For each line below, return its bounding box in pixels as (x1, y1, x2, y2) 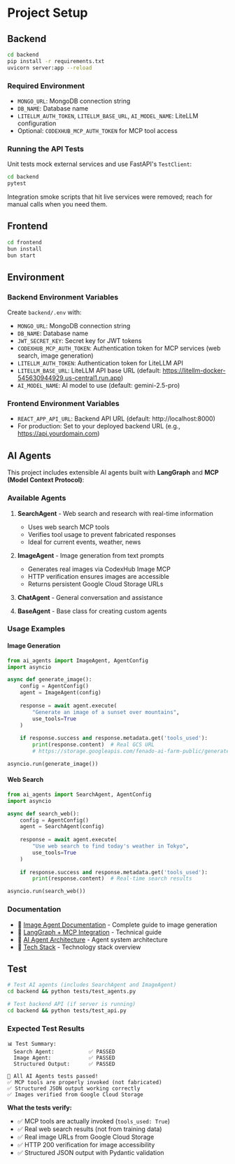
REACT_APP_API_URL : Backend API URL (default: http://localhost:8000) (17, 414, 215, 423)
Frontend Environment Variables (7, 399, 120, 409)
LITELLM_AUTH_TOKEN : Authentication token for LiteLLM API (17, 359, 184, 367)
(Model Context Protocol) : (7, 476, 85, 484)
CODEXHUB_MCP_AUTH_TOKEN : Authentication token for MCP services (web (17, 344, 221, 353)
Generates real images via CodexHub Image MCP (27, 565, 171, 573)
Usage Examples (7, 624, 66, 634)
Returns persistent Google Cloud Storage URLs (27, 580, 164, 588)
